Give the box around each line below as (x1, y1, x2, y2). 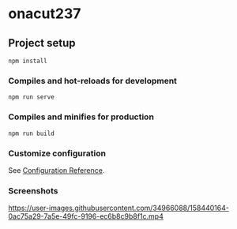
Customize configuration (8, 148, 107, 159)
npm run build (8, 130, 55, 137)
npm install (8, 57, 47, 65)
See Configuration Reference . (8, 165, 105, 175)
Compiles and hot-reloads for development (8, 75, 178, 86)
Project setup (8, 36, 77, 50)
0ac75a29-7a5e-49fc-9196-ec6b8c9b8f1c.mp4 (8, 212, 164, 221)
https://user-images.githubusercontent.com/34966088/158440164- (8, 203, 229, 213)
